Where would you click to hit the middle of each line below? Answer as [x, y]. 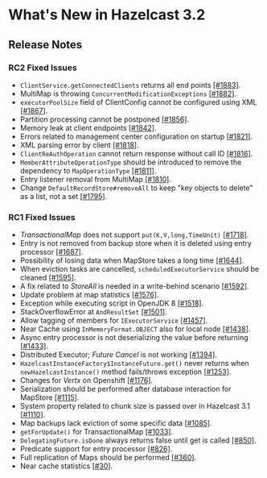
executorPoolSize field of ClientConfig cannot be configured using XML [138, 102]
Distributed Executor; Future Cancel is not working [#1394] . [119, 355]
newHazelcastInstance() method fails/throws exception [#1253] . [125, 372]
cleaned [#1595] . [48, 278]
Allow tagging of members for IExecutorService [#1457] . [114, 321]
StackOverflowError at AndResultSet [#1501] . [93, 312]
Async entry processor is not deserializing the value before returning [134, 338]
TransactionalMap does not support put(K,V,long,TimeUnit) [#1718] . [134, 235]
